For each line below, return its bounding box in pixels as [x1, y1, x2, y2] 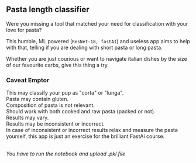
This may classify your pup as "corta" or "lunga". [6, 89, 124, 96]
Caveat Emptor [6, 76, 50, 84]
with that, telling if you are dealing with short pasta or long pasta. [6, 44, 163, 51]
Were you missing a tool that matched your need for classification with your [6, 20, 188, 27]
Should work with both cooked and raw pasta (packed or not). [6, 108, 156, 115]
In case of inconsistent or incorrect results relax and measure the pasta [6, 127, 178, 134]
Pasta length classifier [6, 5, 90, 15]
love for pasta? [6, 26, 42, 33]
